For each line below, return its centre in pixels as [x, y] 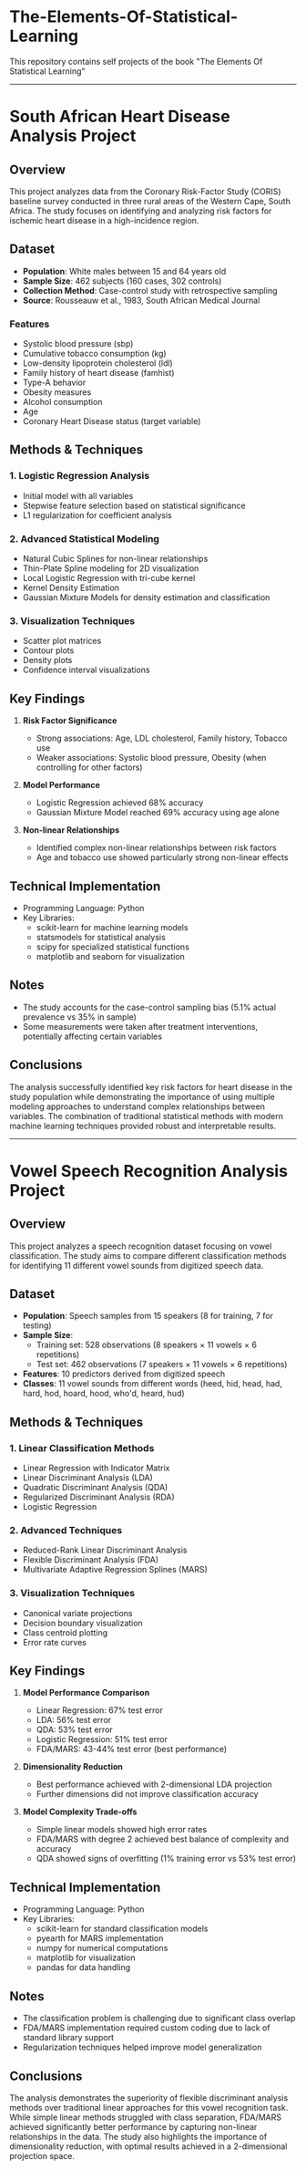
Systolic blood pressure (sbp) [78, 344]
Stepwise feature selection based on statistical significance [134, 505]
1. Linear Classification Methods [82, 1448]
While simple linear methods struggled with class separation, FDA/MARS [146, 2117]
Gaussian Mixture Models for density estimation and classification [146, 597]
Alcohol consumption [62, 402]
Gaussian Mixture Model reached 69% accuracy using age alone [158, 813]
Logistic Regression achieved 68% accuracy [120, 803]
